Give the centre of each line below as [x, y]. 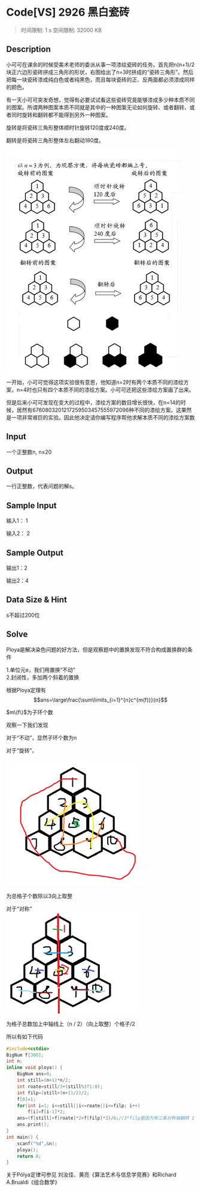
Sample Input [31, 505]
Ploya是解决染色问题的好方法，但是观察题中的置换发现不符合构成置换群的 [97, 649]
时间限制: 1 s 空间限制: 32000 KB [61, 30]
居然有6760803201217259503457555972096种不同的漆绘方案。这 [99, 410]
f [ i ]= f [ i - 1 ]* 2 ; [47, 1112]
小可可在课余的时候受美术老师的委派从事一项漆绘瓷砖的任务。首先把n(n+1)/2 [100, 64]
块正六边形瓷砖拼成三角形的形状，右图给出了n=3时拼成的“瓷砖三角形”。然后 [100, 72]
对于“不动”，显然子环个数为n [42, 737]
